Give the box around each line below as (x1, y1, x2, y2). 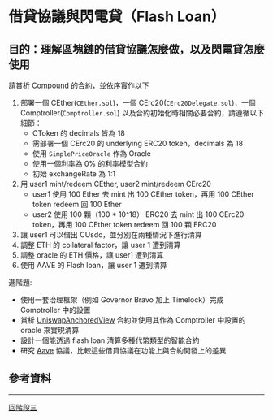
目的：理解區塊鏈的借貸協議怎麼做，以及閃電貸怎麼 (8, 42, 265, 56)
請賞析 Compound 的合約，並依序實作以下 (8, 80, 149, 90)
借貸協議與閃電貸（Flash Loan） (8, 7, 226, 26)
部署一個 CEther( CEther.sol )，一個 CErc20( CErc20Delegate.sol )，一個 (19, 98, 256, 107)
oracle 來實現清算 (19, 326, 80, 335)
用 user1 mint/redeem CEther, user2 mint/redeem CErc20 (19, 180, 211, 188)
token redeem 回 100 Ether (32, 200, 122, 209)
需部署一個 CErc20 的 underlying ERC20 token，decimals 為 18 (32, 139, 244, 148)
